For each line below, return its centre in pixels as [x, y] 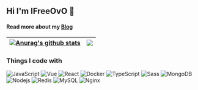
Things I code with [34, 60]
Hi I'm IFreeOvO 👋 [41, 11]
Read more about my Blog [40, 26]
